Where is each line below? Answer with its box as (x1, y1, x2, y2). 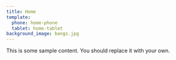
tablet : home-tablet (11, 25, 63, 31)
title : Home (6, 8, 36, 15)
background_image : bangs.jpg (6, 31, 79, 37)
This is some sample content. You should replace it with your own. (6, 47, 170, 54)
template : (6, 14, 31, 20)
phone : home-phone (11, 20, 58, 26)
